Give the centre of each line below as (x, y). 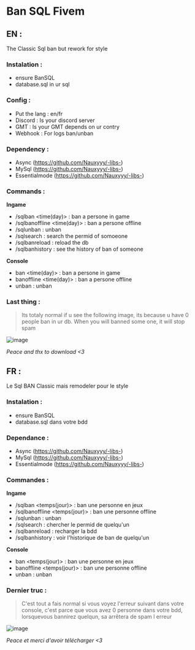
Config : (19, 101)
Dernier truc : (27, 591)
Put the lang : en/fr (39, 113)
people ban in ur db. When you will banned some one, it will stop (103, 322)
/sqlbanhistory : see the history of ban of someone (79, 249)
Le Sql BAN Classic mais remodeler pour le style (67, 386)
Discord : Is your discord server (55, 120)
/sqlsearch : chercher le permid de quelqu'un (72, 525)
